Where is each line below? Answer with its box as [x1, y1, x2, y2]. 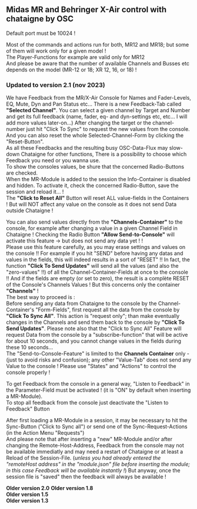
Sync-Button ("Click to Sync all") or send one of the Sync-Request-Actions [6, 423, 188, 430]
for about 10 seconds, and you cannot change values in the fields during [6, 337, 181, 344]
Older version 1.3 [6, 497, 49, 504]
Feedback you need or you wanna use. [6, 157, 101, 164]
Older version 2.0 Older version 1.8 [6, 485, 94, 492]
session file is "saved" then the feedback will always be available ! [6, 473, 166, 480]
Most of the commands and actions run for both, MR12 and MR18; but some [6, 41, 189, 48]
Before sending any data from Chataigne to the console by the [6, 300, 157, 307]
